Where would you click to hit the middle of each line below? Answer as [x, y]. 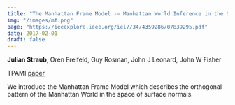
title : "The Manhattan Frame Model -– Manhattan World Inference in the [115, 14]
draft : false [26, 40]
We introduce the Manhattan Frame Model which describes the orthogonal [115, 87]
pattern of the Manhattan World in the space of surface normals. [100, 94]
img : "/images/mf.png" [40, 20]
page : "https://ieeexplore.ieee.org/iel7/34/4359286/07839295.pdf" [108, 27]
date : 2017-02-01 [33, 33]
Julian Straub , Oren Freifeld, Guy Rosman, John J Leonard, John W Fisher [114, 59]
